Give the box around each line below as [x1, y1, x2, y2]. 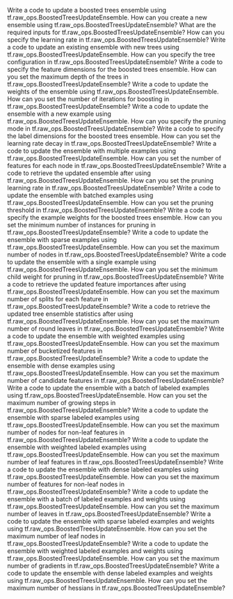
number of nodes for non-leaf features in [7, 428, 125, 437]
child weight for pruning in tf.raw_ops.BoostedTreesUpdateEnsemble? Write [7, 273, 225, 281]
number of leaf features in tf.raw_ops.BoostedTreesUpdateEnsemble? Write [7, 458, 224, 466]
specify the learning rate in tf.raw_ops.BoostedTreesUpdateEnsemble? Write [7, 36, 226, 44]
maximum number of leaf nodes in [7, 532, 106, 540]
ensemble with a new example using [7, 109, 111, 118]
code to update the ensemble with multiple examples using [7, 146, 176, 155]
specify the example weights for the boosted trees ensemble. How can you [7, 213, 223, 222]
